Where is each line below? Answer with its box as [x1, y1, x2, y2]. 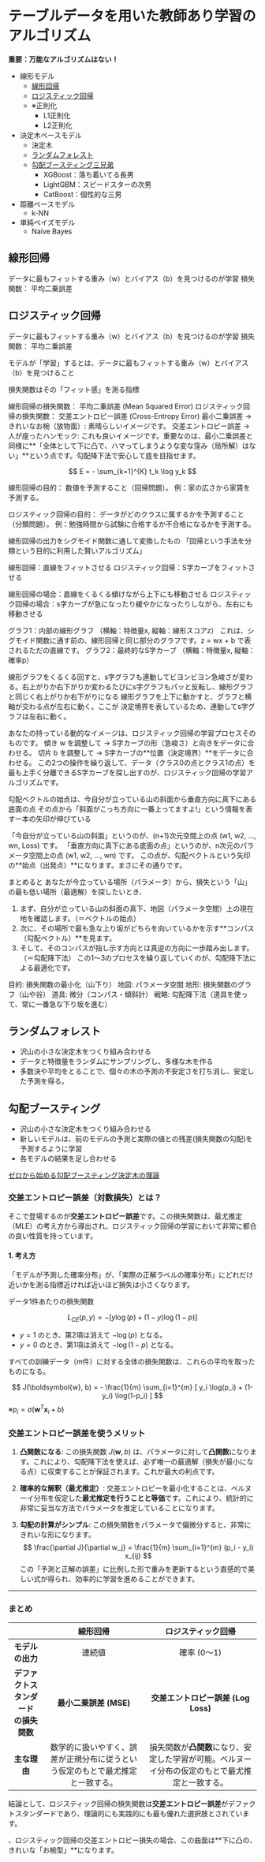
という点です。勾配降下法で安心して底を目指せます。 [28, 450, 200, 460]
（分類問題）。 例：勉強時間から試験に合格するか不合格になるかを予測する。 [8, 519, 256, 528]
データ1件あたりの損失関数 [8, 1297, 95, 1306]
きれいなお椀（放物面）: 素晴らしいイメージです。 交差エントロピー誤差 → [8, 421, 250, 431]
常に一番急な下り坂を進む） [21, 999, 112, 1009]
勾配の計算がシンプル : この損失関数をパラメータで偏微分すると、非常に [19, 1520, 252, 1530]
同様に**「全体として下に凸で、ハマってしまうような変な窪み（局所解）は [8, 441, 250, 450]
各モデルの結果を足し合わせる [19, 1154, 117, 1163]
